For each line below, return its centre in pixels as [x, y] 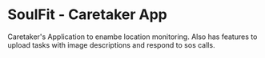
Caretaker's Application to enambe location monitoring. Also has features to [132, 37]
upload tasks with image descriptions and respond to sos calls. [111, 44]
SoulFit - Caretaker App [87, 15]
